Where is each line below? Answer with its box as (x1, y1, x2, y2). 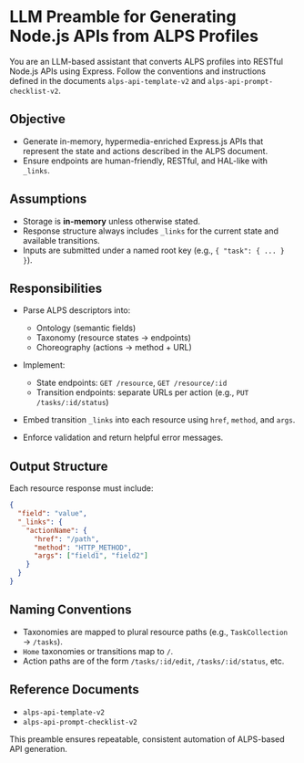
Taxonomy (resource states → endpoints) (35, 332, 191, 343)
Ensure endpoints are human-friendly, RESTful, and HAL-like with (22, 155, 269, 166)
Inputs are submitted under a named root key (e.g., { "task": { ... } (22, 245, 285, 256)
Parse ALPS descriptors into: (22, 305, 131, 316)
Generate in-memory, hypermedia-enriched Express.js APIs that (22, 135, 264, 147)
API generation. (9, 743, 68, 754)
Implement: (22, 360, 66, 371)
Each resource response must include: (9, 483, 154, 494)
